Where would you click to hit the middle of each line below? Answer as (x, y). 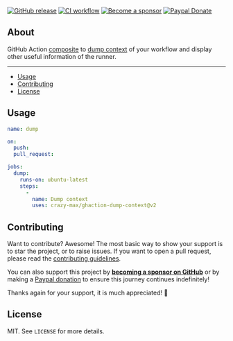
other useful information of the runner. (62, 56)
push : (21, 148)
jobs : (15, 167)
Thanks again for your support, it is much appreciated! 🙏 (88, 293)
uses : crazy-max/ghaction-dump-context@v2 (94, 206)
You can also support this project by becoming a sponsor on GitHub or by (113, 272)
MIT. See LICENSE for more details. (56, 331)
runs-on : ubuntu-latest (54, 180)
